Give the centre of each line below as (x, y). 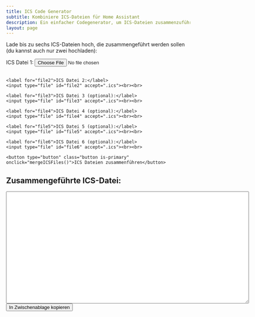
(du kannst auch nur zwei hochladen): (52, 51)
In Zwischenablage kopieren (39, 307)
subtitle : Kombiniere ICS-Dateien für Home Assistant (73, 17)
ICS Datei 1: (20, 63)
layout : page (22, 28)
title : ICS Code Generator (39, 11)
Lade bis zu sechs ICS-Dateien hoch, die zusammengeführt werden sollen (96, 45)
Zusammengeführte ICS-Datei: (64, 180)
